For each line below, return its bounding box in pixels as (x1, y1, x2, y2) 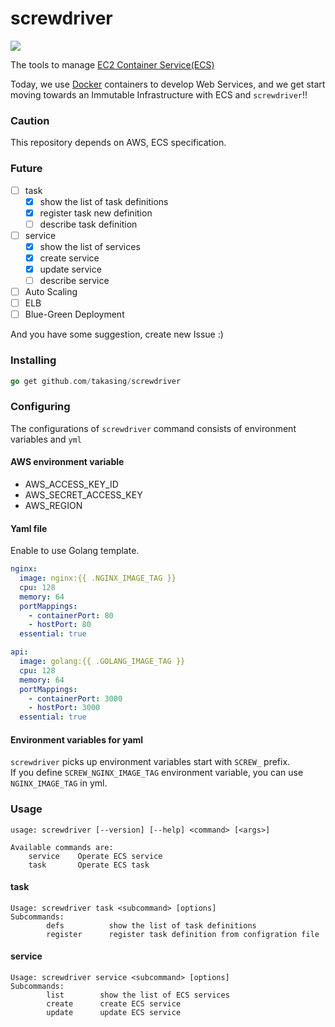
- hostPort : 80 (28, 620, 92, 630)
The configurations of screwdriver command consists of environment (10, 422, 297, 434)
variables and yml (10, 433, 82, 445)
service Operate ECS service (28, 851, 163, 861)
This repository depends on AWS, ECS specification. (10, 137, 227, 149)
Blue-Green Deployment (24, 308, 125, 321)
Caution (10, 113, 50, 127)
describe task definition (39, 218, 138, 230)
